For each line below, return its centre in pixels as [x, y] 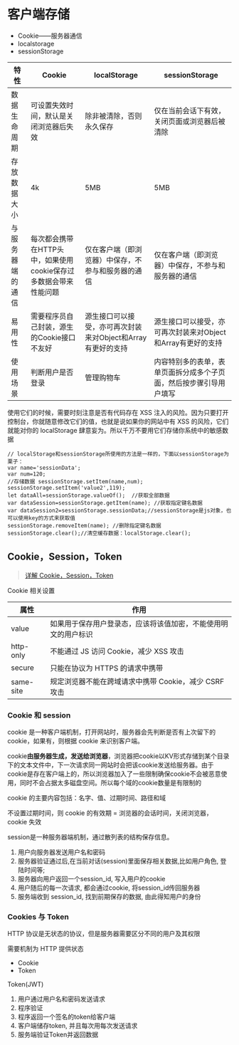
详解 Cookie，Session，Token [69, 575]
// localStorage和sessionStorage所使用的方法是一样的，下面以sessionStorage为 [118, 454]
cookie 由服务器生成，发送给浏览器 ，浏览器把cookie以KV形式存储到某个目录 [118, 756]
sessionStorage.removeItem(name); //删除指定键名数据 [84, 525]
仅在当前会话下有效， [190, 110]
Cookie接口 [57, 337]
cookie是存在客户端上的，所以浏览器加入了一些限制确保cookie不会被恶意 [115, 774]
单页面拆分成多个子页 [190, 372]
